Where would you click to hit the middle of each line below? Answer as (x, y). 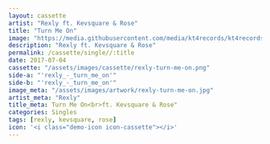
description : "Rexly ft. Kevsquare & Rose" (82, 46)
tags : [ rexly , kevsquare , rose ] (62, 120)
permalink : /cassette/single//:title (72, 53)
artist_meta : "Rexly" (45, 98)
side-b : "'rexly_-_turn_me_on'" (62, 82)
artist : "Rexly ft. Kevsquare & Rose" (73, 23)
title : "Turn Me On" (43, 30)
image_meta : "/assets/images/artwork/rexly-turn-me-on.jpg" (111, 90)
